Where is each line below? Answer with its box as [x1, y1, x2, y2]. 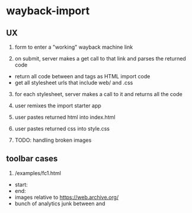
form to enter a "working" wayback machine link [14, 43, 133, 50]
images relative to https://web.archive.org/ [14, 193, 119, 201]
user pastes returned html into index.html [14, 114, 116, 120]
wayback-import [6, 4, 90, 18]
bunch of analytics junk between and [14, 200, 105, 207]
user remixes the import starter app [14, 102, 102, 109]
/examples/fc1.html [14, 169, 61, 176]
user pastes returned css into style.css [14, 125, 110, 132]
